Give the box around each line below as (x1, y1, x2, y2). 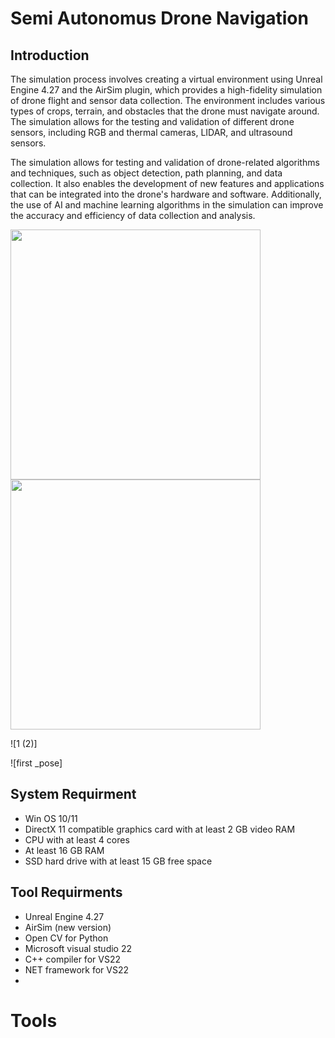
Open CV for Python (24, 932, 109, 944)
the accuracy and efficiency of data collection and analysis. (10, 210, 256, 221)
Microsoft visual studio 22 (24, 942, 133, 954)
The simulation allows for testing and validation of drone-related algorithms (10, 157, 320, 168)
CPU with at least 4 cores (24, 833, 130, 846)
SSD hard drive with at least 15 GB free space (24, 855, 213, 867)
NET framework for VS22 (24, 963, 130, 976)
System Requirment (10, 786, 137, 803)
